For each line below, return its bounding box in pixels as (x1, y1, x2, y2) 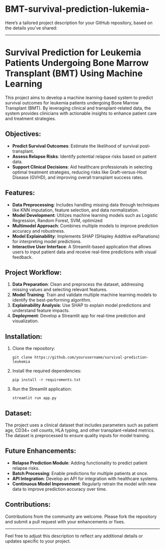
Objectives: (5, 130, 41, 138)
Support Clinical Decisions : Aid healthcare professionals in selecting (12, 164, 153, 170)
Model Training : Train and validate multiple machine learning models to (12, 292, 157, 298)
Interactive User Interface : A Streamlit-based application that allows (12, 243, 151, 249)
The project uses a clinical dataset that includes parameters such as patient (5, 422, 158, 428)
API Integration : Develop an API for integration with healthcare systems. (12, 476, 159, 481)
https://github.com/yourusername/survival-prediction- (34, 355, 149, 360)
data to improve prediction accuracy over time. (12, 486, 107, 492)
